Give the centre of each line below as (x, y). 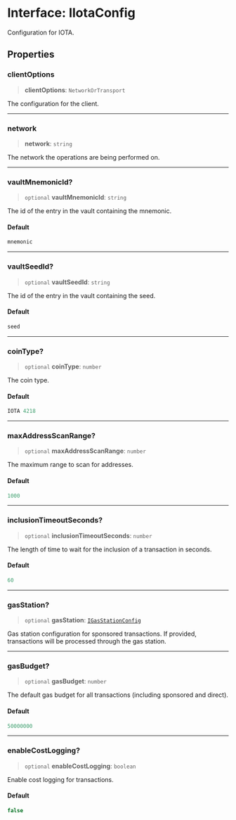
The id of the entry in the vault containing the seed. (81, 295)
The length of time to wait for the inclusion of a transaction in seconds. (110, 549)
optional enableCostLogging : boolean (80, 766)
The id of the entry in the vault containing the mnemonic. (90, 211)
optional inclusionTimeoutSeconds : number (88, 535)
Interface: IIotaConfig (71, 13)
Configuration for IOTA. (41, 32)
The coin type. (28, 380)
